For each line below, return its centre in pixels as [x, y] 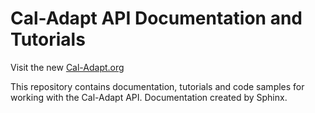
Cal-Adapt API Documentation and [156, 18]
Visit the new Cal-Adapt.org [67, 67]
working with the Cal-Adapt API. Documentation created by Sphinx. [149, 97]
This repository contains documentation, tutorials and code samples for [157, 86]
